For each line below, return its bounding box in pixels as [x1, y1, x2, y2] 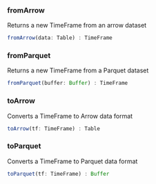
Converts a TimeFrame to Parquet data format [7, 157, 138, 165]
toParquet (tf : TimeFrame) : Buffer [7, 170, 110, 177]
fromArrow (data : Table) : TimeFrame [7, 34, 113, 41]
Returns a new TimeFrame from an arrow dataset [7, 21, 147, 30]
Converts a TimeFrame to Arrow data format [7, 112, 133, 120]
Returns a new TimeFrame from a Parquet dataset [7, 66, 149, 74]
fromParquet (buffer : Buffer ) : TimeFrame [7, 80, 128, 87]
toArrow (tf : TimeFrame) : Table [7, 125, 100, 132]
